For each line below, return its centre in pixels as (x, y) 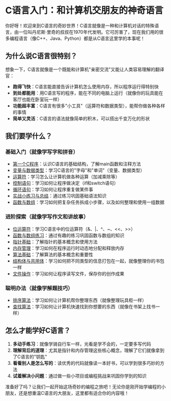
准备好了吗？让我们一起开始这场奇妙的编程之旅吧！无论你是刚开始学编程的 (83, 387)
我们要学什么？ (29, 136)
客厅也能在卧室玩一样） (37, 99)
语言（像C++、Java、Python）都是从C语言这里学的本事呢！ (82, 38)
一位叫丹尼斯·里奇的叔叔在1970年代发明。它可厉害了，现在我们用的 (89, 32)
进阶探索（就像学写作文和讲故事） (47, 217)
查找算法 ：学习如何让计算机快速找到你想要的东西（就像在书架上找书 (84, 306)
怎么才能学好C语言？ (38, 331)
